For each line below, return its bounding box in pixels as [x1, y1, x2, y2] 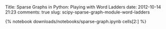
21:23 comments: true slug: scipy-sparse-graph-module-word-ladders [5, 9, 150, 15]
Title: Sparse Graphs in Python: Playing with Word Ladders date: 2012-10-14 [5, 4, 161, 10]
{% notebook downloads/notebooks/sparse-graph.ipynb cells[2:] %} [5, 19, 147, 24]
